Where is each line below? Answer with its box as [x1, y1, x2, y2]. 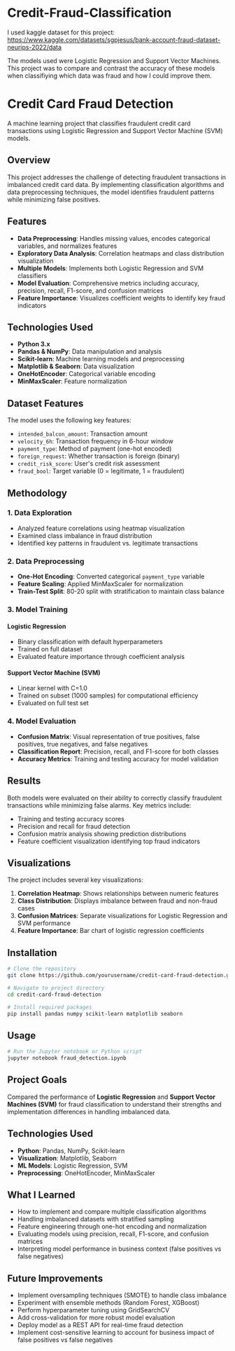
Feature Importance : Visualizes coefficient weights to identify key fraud [17, 293, 225, 302]
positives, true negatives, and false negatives [17, 740, 148, 748]
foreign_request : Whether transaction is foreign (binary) [17, 452, 180, 460]
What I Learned [7, 1189, 76, 1200]
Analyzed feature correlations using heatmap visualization [17, 524, 185, 532]
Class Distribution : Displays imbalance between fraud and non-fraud [17, 896, 218, 905]
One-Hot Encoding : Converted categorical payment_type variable [17, 572, 205, 581]
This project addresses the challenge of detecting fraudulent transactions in [7, 173, 226, 181]
